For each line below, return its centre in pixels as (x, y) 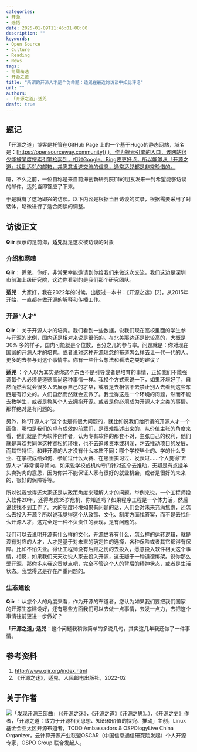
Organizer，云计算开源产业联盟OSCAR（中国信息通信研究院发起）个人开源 (96, 735)
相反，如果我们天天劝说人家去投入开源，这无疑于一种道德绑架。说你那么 (103, 556)
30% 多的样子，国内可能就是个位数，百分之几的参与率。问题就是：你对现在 (97, 345)
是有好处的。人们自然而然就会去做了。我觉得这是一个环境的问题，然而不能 (101, 394)
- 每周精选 (18, 72)
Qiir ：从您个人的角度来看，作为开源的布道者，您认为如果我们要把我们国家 (96, 602)
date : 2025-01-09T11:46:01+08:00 (47, 28)
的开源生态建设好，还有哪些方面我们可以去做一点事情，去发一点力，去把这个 (98, 609)
